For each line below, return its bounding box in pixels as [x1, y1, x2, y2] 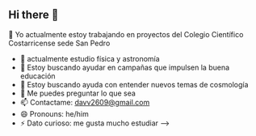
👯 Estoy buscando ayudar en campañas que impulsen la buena [19, 62, 230, 72]
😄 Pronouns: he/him [19, 108, 89, 118]
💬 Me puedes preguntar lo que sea [19, 88, 136, 98]
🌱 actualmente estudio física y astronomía [19, 53, 160, 63]
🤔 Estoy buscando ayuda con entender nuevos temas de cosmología [19, 79, 249, 89]
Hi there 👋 [8, 8, 59, 22]
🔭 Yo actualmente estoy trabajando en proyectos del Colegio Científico [8, 29, 244, 39]
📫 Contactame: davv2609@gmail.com [19, 97, 150, 107]
